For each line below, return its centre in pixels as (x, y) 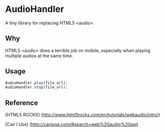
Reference (22, 103)
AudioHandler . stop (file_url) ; (37, 87)
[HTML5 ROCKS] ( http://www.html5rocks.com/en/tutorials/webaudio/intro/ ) (83, 115)
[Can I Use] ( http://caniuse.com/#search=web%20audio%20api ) (72, 125)
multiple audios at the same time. (39, 56)
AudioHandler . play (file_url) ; (37, 83)
